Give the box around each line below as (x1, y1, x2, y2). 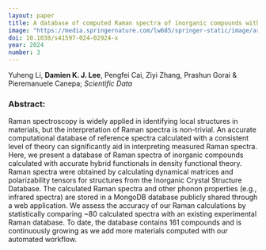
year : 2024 (8, 41, 44, 49)
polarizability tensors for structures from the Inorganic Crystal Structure (8, 175, 242, 185)
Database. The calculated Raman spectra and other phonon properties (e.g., (8, 184, 257, 194)
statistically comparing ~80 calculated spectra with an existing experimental (8, 210, 257, 219)
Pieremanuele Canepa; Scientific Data (8, 79, 133, 88)
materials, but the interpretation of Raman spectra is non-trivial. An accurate (8, 125, 257, 135)
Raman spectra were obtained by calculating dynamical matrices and (8, 167, 234, 177)
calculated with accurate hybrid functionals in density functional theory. (8, 159, 243, 168)
